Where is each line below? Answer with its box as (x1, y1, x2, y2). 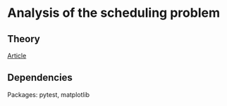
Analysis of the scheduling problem (7, 5, 221, 21)
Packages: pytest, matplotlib (7, 90, 90, 99)
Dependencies (7, 72, 73, 84)
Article (7, 51, 27, 60)
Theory (7, 33, 41, 45)
